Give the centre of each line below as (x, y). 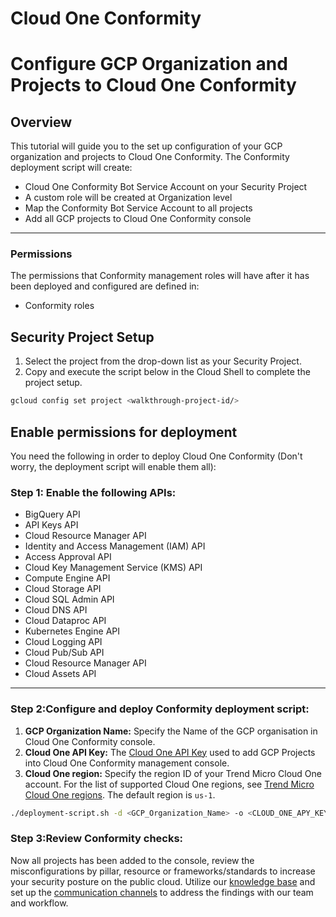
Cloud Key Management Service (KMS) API (113, 568)
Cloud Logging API (63, 642)
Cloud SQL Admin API (69, 599)
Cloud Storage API (63, 589)
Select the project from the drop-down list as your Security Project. (163, 361)
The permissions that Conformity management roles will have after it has (160, 276)
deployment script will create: (71, 168)
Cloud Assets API (60, 674)
